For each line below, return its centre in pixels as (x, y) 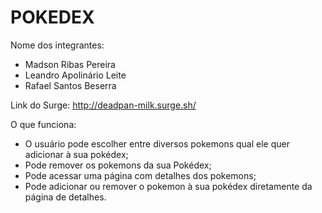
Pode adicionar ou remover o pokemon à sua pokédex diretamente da (168, 186)
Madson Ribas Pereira (70, 64)
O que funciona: (43, 124)
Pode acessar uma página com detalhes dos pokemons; (140, 175)
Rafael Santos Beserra (70, 85)
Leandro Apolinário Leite (75, 75)
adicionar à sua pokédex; (76, 154)
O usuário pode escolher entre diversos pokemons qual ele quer (157, 143)
